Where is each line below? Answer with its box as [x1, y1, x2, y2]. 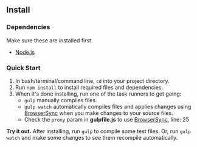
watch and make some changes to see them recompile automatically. [6, 134, 178, 141]
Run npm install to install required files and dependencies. [15, 83, 164, 91]
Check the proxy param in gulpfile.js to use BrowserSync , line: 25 [24, 116, 190, 123]
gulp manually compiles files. [24, 96, 97, 103]
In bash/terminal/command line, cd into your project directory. [15, 77, 170, 84]
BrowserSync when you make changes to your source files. [24, 109, 173, 117]
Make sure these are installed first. [6, 36, 93, 44]
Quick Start [6, 64, 41, 72]
